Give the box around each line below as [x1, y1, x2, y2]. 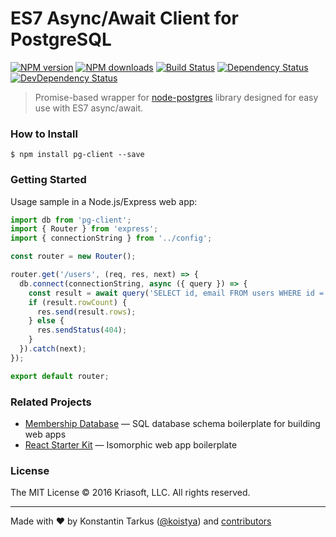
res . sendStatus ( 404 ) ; [36, 325, 128, 336]
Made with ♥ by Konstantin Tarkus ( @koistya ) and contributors [10, 515, 272, 527]
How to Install [10, 127, 78, 141]
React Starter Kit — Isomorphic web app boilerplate [24, 438, 238, 451]
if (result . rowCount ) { [28, 297, 128, 307]
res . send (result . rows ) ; [36, 307, 137, 317]
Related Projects [10, 395, 92, 409]
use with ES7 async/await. [34, 102, 144, 114]
